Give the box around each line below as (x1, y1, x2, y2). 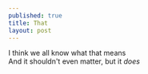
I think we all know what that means (8, 49, 126, 58)
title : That (8, 19, 48, 27)
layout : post (8, 26, 52, 34)
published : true (8, 11, 62, 20)
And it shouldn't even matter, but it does (8, 56, 140, 66)
